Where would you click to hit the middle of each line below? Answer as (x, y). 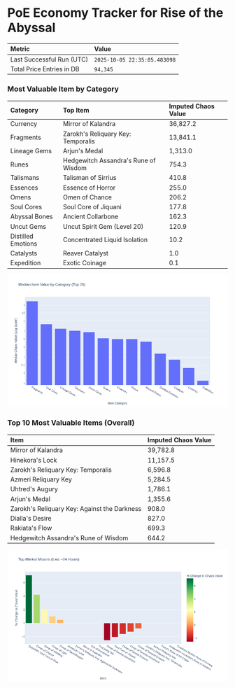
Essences (24, 188)
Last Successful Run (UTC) (49, 59)
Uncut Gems (28, 226)
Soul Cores (26, 207)
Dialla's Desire (31, 519)
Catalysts (24, 253)
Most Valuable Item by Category (63, 89)
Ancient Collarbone (91, 217)
